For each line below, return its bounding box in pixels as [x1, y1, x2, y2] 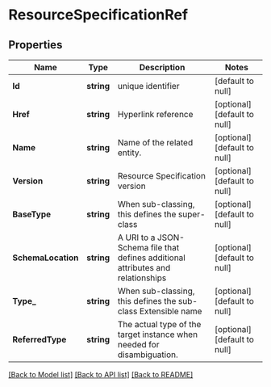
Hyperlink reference [117, 109, 194, 120]
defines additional [117, 252, 186, 263]
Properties [8, 38, 63, 52]
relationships [117, 272, 167, 284]
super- [177, 208, 206, 220]
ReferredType [12, 334, 67, 345]
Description [139, 62, 186, 73]
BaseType [12, 208, 52, 220]
